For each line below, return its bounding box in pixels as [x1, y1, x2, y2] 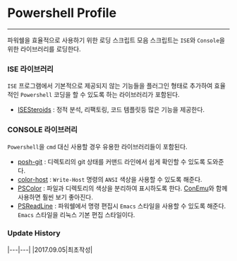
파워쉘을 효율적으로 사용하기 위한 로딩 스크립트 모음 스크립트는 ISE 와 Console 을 [7, 35, 226, 44]
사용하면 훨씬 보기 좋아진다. [17, 192, 94, 201]
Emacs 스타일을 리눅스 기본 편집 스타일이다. [17, 210, 135, 219]
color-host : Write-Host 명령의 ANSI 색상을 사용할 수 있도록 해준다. [17, 175, 202, 183]
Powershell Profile [7, 5, 117, 21]
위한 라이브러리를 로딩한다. [7, 45, 81, 53]
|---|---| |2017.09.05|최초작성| [7, 245, 93, 254]
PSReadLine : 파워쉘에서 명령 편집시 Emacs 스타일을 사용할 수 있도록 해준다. [17, 202, 226, 210]
